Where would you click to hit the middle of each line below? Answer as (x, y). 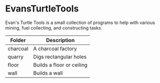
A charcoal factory (55, 48)
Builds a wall (48, 73)
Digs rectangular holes (60, 56)
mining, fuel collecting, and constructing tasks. (54, 27)
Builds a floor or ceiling (61, 64)
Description (60, 40)
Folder (18, 40)
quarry (16, 56)
